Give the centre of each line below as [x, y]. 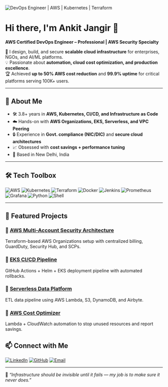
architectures [27, 141]
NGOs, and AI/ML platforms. [34, 57]
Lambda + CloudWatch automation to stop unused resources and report [79, 324]
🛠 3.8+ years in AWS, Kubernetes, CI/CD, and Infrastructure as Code [85, 114]
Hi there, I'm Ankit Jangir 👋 [62, 28]
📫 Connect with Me [37, 346]
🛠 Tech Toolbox [31, 176]
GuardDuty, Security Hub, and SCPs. [43, 247]
